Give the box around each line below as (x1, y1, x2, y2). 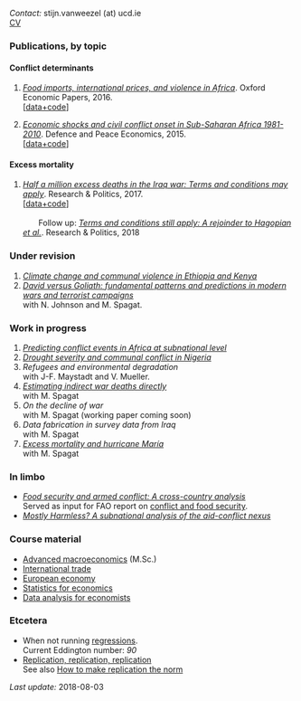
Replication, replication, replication (22, 654, 152, 665)
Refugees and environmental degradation (22, 361, 179, 372)
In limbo (9, 470, 45, 483)
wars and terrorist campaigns (22, 289, 134, 300)
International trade (22, 563, 92, 573)
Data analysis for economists (22, 592, 131, 602)
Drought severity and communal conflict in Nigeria (22, 352, 212, 363)
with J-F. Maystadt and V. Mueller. (22, 371, 151, 382)
